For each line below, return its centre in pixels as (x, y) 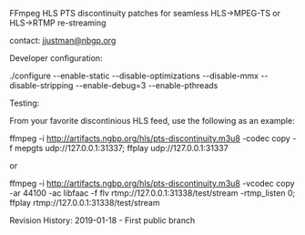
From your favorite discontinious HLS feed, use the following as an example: (152, 121)
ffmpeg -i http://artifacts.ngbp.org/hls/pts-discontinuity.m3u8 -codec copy (150, 138)
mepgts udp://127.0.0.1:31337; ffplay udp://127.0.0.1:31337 (122, 148)
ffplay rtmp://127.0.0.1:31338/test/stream (85, 203)
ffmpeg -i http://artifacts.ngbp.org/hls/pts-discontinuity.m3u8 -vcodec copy (152, 183)
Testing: (25, 103)
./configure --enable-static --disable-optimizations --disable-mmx (134, 76)
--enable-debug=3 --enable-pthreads (147, 85)
